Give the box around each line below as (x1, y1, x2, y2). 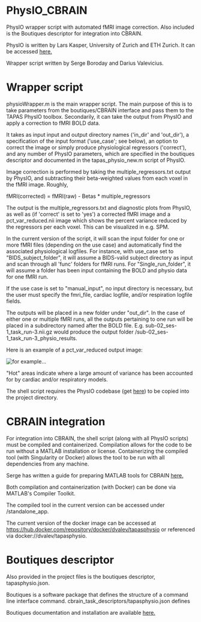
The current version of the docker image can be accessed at (6, 519, 156, 527)
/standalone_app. (6, 507, 49, 515)
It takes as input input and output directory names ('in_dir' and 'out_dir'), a (6, 131, 189, 138)
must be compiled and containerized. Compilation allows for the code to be (6, 441, 192, 448)
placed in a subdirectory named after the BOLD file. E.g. (6, 321, 144, 329)
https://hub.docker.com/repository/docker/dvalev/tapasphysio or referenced (6, 525, 195, 533)
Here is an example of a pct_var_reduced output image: (6, 346, 143, 353)
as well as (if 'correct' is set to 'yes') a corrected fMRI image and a (6, 211, 171, 218)
